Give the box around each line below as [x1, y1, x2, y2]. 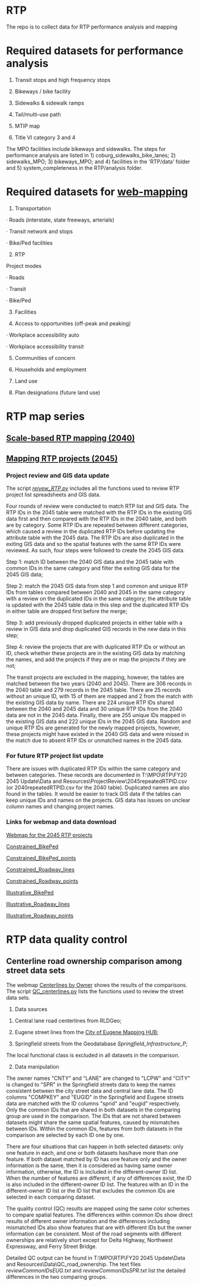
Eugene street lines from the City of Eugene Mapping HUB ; [14, 1028, 159, 1035]
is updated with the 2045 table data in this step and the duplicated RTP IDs [6, 601, 189, 609]
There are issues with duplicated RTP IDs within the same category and [6, 765, 181, 772]
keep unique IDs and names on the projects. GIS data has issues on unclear [6, 797, 191, 804]
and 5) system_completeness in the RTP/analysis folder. [6, 164, 143, 171]
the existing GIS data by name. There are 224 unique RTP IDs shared [6, 699, 174, 706]
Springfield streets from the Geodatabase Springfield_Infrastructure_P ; [14, 1040, 188, 1047]
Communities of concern [14, 354, 76, 361]
